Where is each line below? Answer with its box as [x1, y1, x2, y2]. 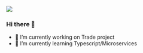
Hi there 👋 [6, 20, 36, 28]
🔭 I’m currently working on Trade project [14, 33, 115, 41]
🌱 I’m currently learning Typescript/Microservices [14, 40, 138, 47]
